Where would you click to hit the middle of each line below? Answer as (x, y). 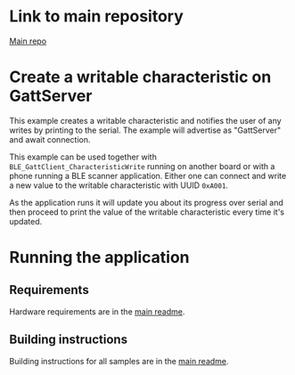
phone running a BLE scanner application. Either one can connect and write (148, 175)
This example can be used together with (83, 157)
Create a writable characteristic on (140, 77)
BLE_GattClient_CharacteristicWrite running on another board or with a (142, 166)
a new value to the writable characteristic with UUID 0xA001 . (119, 185)
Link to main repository (97, 16)
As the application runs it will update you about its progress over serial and (146, 202)
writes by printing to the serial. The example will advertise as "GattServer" (145, 130)
